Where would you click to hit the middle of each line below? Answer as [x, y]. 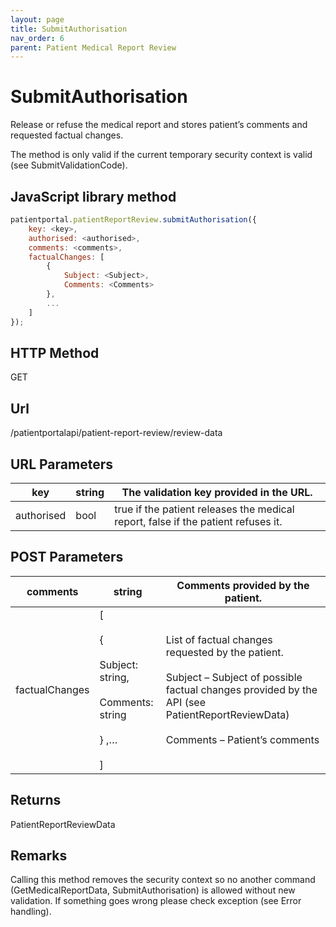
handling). [31, 912]
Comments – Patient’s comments [242, 739]
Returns [36, 800]
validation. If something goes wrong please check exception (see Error [156, 901]
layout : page [37, 19]
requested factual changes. [67, 135]
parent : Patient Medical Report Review [93, 47]
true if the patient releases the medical [204, 509]
